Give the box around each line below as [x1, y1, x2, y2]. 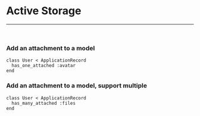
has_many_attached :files [11, 100, 76, 106]
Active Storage [6, 4, 82, 18]
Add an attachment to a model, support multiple [6, 82, 148, 90]
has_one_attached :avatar [11, 63, 76, 69]
